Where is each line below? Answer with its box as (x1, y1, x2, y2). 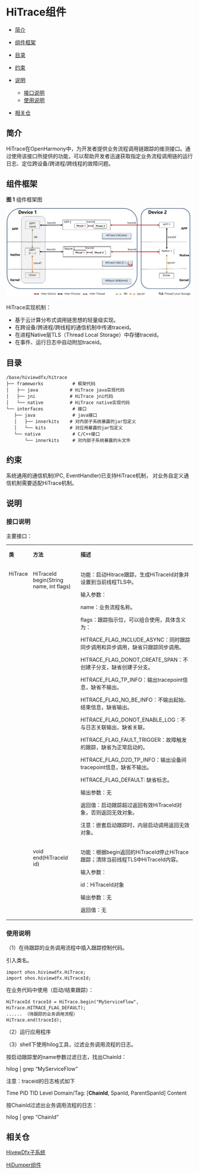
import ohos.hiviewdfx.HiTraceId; (6, 975, 92, 981)
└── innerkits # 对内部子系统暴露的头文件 (24, 438, 131, 444)
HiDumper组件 (6, 1162, 41, 1169)
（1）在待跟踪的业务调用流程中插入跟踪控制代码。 (6, 944, 128, 951)
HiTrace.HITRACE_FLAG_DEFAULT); (6, 1004, 86, 1011)
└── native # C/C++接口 (14, 431, 100, 437)
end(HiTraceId (33, 854, 68, 861)
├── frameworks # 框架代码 (6, 381, 96, 387)
